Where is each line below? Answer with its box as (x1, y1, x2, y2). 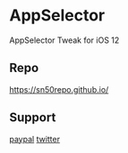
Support (9, 110, 56, 125)
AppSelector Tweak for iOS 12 (9, 35, 120, 45)
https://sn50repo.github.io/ (9, 84, 109, 94)
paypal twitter (9, 133, 61, 144)
